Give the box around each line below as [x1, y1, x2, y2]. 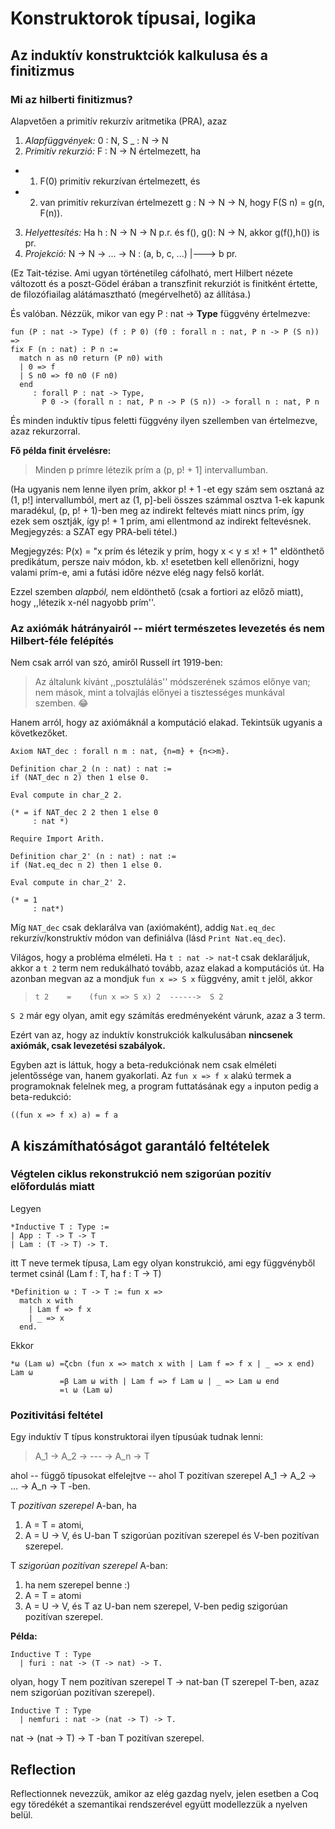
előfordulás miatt [10, 1180, 95, 1194]
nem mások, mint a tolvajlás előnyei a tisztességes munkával [34, 687, 285, 699]
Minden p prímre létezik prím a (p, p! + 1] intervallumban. [34, 463, 269, 476]
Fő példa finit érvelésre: [10, 444, 112, 456]
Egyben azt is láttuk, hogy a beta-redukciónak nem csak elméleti [10, 1059, 277, 1071]
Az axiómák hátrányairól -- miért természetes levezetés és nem [10, 621, 326, 635]
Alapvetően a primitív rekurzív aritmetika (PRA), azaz [10, 115, 228, 127]
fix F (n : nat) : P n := [10, 344, 118, 354]
